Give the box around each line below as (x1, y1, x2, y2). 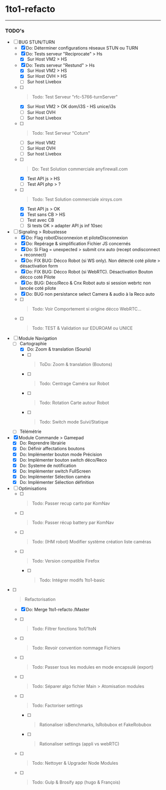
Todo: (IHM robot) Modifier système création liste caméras (32, 538, 152, 544)
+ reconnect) (19, 252, 46, 258)
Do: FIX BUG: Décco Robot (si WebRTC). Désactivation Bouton (26, 269, 153, 275)
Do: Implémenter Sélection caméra (19, 474, 90, 479)
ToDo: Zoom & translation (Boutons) (39, 362, 113, 368)
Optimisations (18, 485, 47, 491)
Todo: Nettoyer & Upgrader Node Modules (32, 760, 119, 766)
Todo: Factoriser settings (32, 702, 83, 708)
